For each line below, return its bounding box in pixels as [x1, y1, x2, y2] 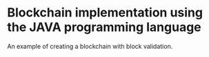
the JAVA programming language [7, 19, 201, 35]
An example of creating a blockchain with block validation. [7, 42, 173, 50]
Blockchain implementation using [7, 5, 203, 21]
